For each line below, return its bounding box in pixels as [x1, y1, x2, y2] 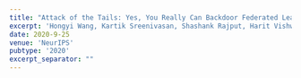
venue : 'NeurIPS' [9, 38, 74, 48]
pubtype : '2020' [9, 47, 70, 56]
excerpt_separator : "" [9, 55, 94, 64]
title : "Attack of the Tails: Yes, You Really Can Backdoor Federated [9, 13, 279, 22]
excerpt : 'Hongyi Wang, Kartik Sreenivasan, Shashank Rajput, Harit [9, 22, 271, 30]
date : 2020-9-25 [9, 30, 70, 39]
